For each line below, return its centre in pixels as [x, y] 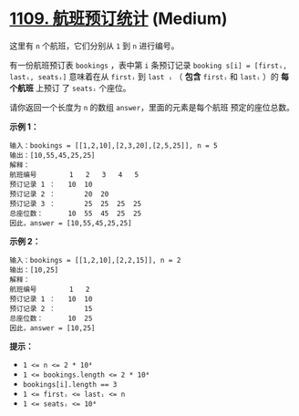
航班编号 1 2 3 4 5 [74, 174]
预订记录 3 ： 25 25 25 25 [76, 203]
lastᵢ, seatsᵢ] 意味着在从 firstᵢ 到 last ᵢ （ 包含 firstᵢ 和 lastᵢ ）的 [144, 76]
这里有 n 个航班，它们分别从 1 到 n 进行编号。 [94, 46]
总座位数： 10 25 [51, 318]
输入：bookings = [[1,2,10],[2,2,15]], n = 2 [95, 260]
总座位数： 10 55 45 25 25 [76, 213]
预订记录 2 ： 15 [51, 308]
